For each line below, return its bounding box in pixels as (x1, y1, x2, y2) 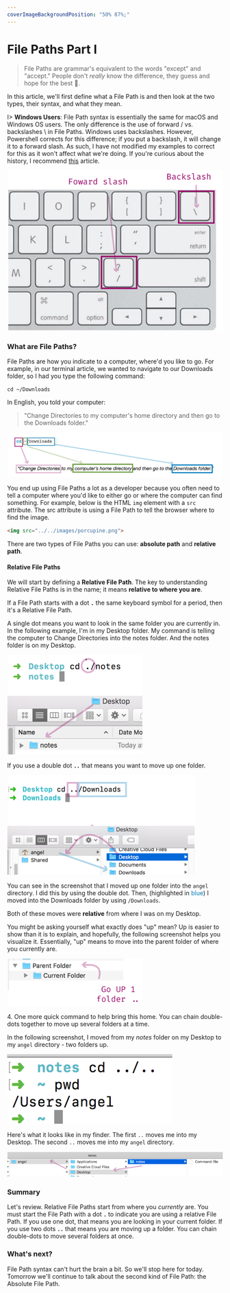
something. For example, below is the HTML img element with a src (7, 499, 196, 507)
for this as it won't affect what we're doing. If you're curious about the (7, 149, 204, 157)
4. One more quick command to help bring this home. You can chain (7, 1013, 199, 1021)
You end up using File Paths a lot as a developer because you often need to (7, 484, 220, 493)
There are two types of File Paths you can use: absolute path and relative (7, 539, 216, 548)
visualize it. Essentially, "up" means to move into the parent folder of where (7, 938, 219, 946)
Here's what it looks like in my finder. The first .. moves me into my (7, 1131, 197, 1139)
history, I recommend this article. (7, 157, 100, 165)
